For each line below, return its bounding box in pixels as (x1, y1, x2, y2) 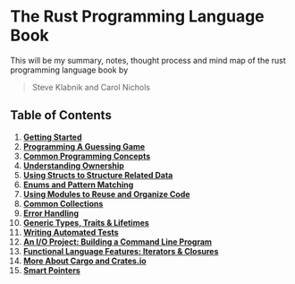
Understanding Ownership (22, 159, 124, 171)
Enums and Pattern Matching (22, 179, 134, 190)
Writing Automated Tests (22, 227, 119, 237)
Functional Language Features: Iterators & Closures (22, 245, 219, 256)
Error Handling (22, 208, 80, 219)
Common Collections (22, 198, 104, 209)
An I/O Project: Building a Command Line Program (22, 236, 213, 247)
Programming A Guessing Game (22, 141, 146, 151)
